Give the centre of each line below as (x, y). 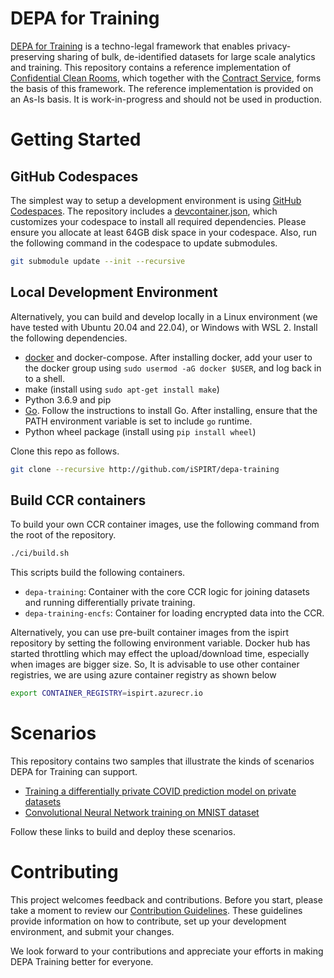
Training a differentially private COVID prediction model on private (160, 791)
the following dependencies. (69, 338)
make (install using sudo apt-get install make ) (122, 389)
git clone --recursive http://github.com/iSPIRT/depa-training (145, 469)
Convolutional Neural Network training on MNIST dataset (142, 812)
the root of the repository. (63, 535)
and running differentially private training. (110, 603)
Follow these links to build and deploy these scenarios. (123, 831)
